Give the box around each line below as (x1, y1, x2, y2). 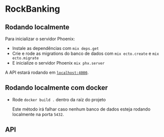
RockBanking (5, 3, 60, 15)
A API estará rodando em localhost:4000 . (5, 69, 89, 75)
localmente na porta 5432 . (12, 111, 64, 117)
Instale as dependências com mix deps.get (12, 46, 99, 51)
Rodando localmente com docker (5, 84, 108, 92)
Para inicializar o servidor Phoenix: (5, 36, 75, 42)
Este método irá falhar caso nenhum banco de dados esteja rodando (12, 106, 151, 112)
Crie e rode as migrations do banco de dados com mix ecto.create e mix (12, 50, 159, 56)
